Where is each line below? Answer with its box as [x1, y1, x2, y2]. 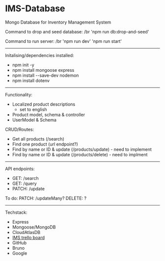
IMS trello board [12, 234, 45, 240]
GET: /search [12, 175, 39, 181]
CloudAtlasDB [12, 229, 41, 235]
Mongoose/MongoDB [12, 224, 56, 230]
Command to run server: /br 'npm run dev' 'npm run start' [5, 38, 122, 44]
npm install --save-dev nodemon [12, 72, 79, 78]
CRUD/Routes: [5, 126, 34, 132]
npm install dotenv [12, 77, 50, 84]
